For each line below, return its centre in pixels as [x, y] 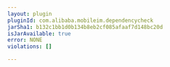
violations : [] [30, 47]
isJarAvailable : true [39, 33]
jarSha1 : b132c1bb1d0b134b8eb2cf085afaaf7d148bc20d [85, 27]
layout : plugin [30, 14]
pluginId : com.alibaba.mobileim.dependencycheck [80, 20]
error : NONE [25, 40]
